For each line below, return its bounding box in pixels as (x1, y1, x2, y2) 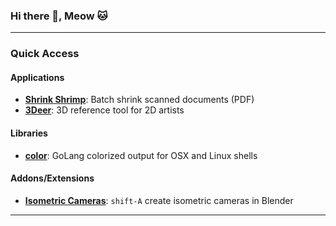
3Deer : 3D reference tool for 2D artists (24, 104, 185, 116)
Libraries (10, 127, 48, 139)
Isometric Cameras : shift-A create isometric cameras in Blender (24, 194, 294, 206)
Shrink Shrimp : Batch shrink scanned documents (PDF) (24, 94, 255, 106)
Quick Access (10, 47, 80, 61)
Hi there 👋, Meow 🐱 (10, 9, 108, 23)
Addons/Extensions (10, 172, 95, 184)
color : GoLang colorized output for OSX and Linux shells (24, 149, 258, 161)
